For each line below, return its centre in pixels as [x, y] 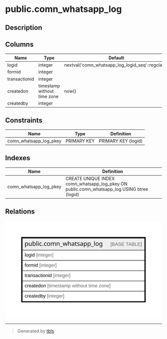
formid [14, 72]
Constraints [24, 120]
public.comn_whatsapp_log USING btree [107, 189]
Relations [20, 212]
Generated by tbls [36, 331]
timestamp [49, 86]
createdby [18, 104]
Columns [19, 44]
